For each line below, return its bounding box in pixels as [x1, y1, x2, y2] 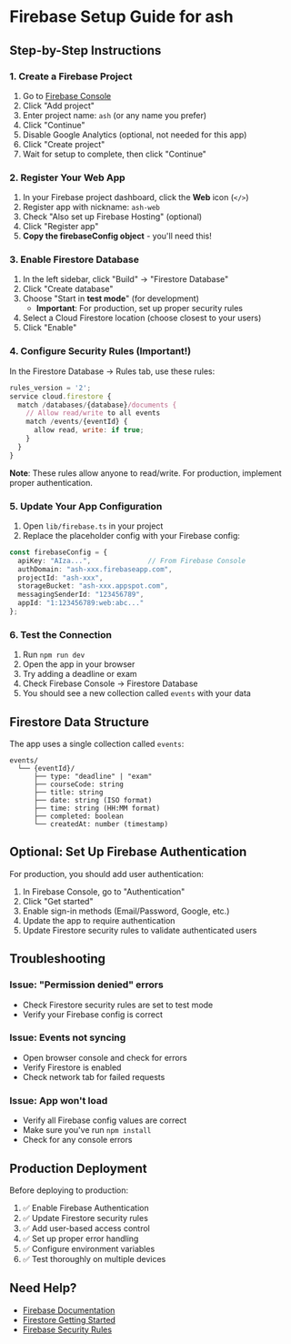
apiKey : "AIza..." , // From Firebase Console [17, 556, 246, 565]
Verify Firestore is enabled [22, 1062, 122, 1073]
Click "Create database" [22, 284, 114, 295]
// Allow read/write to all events [25, 409, 161, 418]
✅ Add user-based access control [22, 1222, 150, 1234]
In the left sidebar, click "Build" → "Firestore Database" [22, 274, 229, 285]
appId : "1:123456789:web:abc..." [17, 599, 145, 608]
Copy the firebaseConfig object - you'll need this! [22, 230, 212, 242]
